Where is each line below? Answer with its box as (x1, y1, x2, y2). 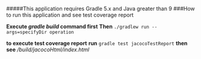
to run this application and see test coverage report (6, 11, 134, 18)
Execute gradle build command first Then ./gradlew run (6, 23, 150, 30)
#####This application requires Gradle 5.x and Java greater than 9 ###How (6, 5, 195, 12)
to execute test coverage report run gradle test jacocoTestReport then (6, 40, 188, 46)
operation (49, 29, 74, 35)
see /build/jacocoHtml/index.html (6, 46, 89, 53)
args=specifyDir (6, 29, 47, 35)
